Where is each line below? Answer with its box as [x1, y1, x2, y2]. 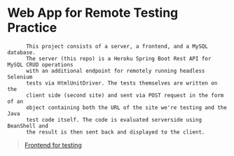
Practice [7, 20, 57, 36]
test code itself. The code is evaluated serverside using [25, 116, 202, 123]
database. [7, 49, 36, 56]
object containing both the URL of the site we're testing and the [25, 104, 228, 111]
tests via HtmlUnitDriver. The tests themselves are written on [25, 79, 218, 87]
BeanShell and [7, 122, 49, 129]
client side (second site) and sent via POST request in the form [25, 92, 224, 99]
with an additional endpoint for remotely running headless [25, 67, 205, 74]
